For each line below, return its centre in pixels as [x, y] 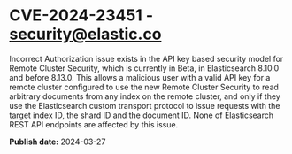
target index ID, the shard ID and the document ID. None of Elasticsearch [142, 115]
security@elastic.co [85, 34]
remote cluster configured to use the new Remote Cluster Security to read [144, 87]
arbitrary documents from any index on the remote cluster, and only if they [145, 96]
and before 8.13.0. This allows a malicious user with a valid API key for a [140, 77]
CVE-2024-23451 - [81, 15]
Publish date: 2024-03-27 [58, 142]
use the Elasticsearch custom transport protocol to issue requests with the [145, 105]
